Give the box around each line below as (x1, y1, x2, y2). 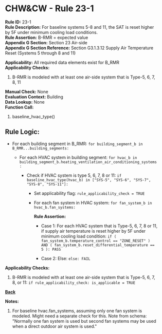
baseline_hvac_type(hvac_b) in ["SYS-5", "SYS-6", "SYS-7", (26, 177, 151, 183)
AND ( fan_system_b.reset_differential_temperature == (41, 242, 155, 247)
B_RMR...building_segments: (12, 146, 69, 151)
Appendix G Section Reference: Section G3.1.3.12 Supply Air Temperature (5, 45, 154, 51)
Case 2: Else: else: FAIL (41, 255, 90, 261)
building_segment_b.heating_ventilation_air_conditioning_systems (19, 159, 157, 165)
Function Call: (5, 104, 34, 110)
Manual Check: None (5, 89, 49, 94)
